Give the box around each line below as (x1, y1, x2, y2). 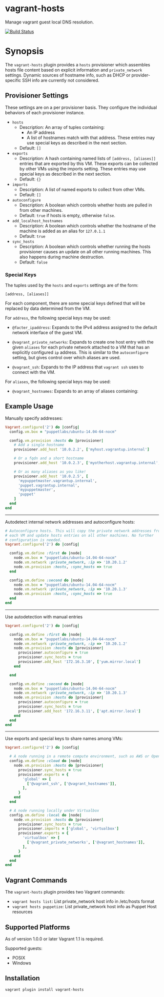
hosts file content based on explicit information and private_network (5, 67, 143, 73)
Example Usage (5, 402, 54, 410)
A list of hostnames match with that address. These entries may (26, 135, 155, 141)
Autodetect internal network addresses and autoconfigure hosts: (5, 519, 135, 525)
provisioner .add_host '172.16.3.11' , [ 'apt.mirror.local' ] (18, 709, 141, 713)
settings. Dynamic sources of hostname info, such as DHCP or (5, 72, 131, 78)
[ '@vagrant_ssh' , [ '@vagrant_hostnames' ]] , (26, 781, 117, 786)
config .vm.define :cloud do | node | (9, 758, 82, 764)
